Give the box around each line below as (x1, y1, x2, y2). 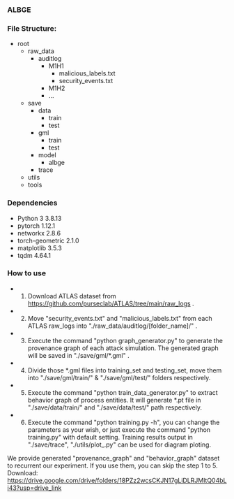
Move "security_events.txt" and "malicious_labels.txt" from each (27, 314, 212, 322)
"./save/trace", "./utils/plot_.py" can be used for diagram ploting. (27, 440, 211, 449)
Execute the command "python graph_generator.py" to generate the (27, 336, 224, 345)
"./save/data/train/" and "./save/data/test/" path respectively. (27, 403, 202, 412)
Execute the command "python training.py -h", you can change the (27, 418, 220, 426)
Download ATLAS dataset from (27, 291, 116, 300)
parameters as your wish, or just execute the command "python (27, 425, 211, 434)
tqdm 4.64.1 (17, 251, 51, 259)
